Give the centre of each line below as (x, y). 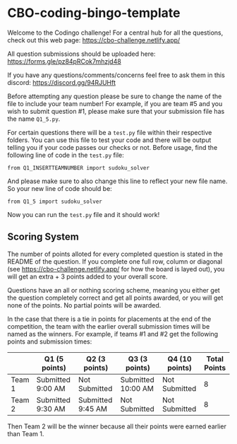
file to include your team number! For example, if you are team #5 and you (115, 103)
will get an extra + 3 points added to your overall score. (87, 276)
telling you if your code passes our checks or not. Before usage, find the (113, 147)
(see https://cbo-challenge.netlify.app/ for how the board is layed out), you (116, 269)
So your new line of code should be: (60, 188)
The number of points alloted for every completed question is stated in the (115, 254)
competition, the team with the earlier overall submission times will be (109, 326)
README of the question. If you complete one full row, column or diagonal (115, 261)
